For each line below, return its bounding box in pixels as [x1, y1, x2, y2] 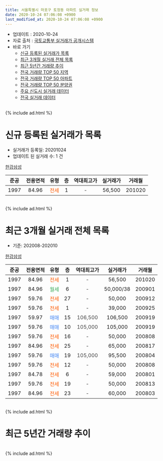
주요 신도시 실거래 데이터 [20, 88, 69, 94]
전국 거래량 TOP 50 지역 [20, 69, 68, 75]
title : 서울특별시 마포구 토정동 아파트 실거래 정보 [5, 7, 99, 13]
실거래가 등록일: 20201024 [12, 147, 67, 153]
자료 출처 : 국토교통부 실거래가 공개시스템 [12, 37, 94, 43]
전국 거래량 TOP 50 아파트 [20, 75, 72, 81]
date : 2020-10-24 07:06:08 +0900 [5, 12, 76, 17]
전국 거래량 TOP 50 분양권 [20, 82, 72, 88]
